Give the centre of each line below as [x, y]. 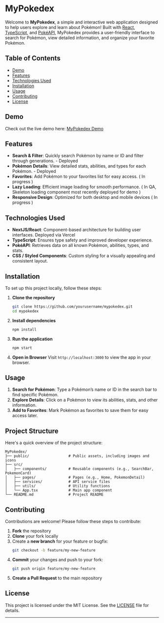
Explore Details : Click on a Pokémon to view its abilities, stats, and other [85, 400]
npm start [22, 348]
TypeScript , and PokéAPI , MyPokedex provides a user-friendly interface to [80, 32]
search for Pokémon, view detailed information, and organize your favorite [80, 38]
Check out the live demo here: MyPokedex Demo [54, 128]
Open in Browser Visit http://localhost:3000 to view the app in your [82, 357]
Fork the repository [31, 531]
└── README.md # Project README [54, 495]
